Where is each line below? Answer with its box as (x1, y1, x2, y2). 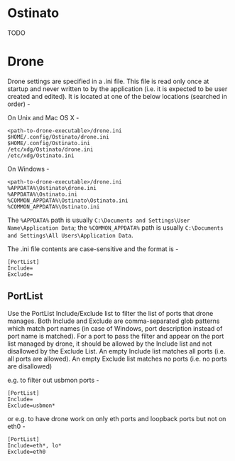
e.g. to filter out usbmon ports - (7, 376, 99, 384)
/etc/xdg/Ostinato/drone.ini (7, 146, 94, 153)
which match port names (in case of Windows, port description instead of (7, 324, 223, 332)
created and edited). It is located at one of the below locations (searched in (7, 92, 227, 100)
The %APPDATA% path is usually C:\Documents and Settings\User (7, 216, 190, 224)
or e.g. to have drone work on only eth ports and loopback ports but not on (7, 414, 226, 423)
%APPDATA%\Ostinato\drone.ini (7, 184, 97, 191)
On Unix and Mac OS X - (7, 113, 80, 122)
